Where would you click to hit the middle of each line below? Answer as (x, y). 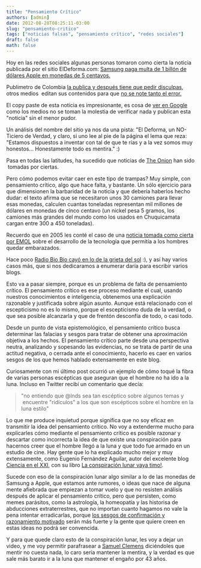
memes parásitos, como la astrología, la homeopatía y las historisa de (92, 502)
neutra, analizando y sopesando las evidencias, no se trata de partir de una (99, 346)
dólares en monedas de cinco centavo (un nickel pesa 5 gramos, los (91, 210)
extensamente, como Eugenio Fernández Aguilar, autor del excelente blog (97, 458)
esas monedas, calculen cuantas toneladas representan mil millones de (94, 204)
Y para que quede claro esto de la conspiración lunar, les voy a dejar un (95, 539)
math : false (21, 46)
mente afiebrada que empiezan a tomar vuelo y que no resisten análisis (94, 489)
